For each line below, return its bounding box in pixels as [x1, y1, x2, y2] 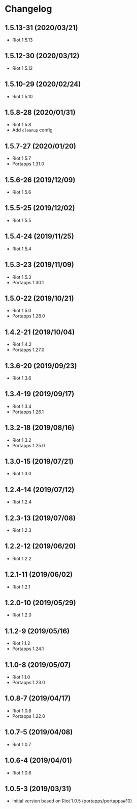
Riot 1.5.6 [12, 189, 31, 195]
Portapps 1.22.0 [12, 713, 45, 719]
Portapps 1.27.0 [12, 347, 45, 353]
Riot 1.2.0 [12, 612, 31, 618]
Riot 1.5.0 [12, 308, 31, 314]
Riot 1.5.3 [12, 274, 31, 280]
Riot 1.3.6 [12, 375, 31, 381]
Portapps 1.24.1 [12, 645, 44, 652]
